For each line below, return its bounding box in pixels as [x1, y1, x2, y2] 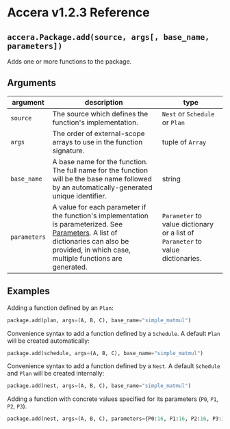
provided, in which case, [52, 245, 131, 255]
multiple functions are [52, 253, 123, 263]
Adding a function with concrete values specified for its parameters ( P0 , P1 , [7, 395, 219, 403]
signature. [52, 146, 85, 155]
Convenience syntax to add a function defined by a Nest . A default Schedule [7, 362, 220, 370]
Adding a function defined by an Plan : [7, 303, 114, 312]
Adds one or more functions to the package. [7, 57, 132, 66]
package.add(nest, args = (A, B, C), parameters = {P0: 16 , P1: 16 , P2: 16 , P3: [7, 415, 222, 422]
